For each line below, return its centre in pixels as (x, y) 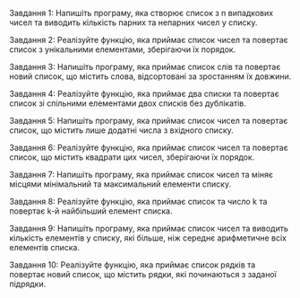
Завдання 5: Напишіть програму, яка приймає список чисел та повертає (149, 121)
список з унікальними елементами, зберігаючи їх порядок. (123, 49)
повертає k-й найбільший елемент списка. (91, 211)
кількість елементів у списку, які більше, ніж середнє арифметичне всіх (148, 238)
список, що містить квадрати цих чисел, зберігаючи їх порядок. (132, 157)
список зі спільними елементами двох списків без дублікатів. (128, 103)
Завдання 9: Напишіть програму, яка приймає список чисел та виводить (149, 228)
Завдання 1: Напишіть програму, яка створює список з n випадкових (141, 13)
